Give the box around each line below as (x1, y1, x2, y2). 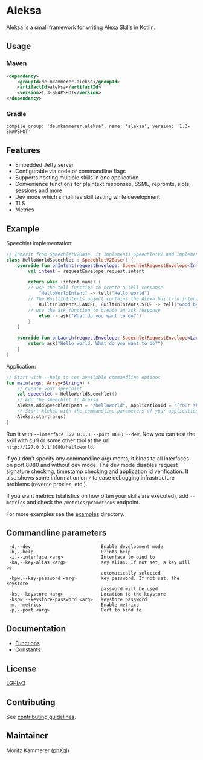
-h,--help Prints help (8, 549, 131, 555)
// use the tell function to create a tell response (28, 285, 164, 291)
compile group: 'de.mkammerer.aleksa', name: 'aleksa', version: (6, 123, 174, 130)
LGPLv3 (6, 680, 26, 687)
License (6, 663, 37, 674)
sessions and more (14, 187, 63, 194)
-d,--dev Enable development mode (8, 544, 164, 550)
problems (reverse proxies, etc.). (6, 480, 88, 488)
